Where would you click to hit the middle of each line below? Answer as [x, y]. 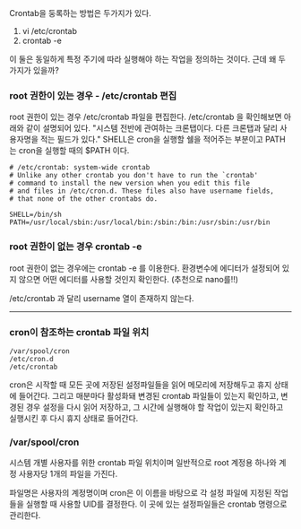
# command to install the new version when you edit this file [130, 183]
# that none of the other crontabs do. [84, 199]
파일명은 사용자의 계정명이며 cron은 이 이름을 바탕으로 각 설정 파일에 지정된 [141, 493]
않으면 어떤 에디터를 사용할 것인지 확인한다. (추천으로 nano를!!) [129, 279]
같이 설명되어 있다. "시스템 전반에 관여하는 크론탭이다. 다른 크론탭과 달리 [152, 128]
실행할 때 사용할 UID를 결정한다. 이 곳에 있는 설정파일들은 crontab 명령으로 [156, 504]
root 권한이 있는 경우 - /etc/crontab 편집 [93, 95]
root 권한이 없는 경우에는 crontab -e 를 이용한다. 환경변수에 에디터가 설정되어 [145, 268]
